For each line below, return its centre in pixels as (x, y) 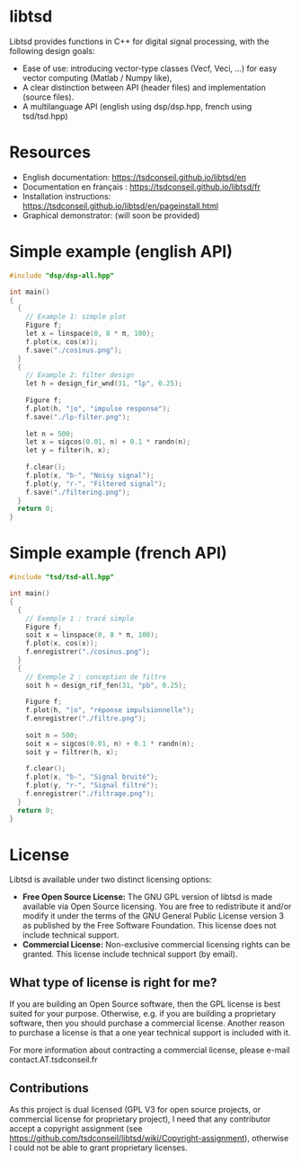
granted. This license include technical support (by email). (130, 955)
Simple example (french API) (118, 553)
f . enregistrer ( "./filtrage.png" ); (90, 794)
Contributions (49, 1088)
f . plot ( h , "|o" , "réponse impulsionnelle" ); (110, 710)
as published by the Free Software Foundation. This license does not (149, 926)
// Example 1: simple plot (76, 317)
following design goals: (52, 50)
